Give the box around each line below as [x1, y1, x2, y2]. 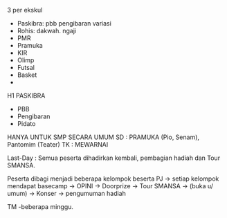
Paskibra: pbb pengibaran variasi [17, 19, 112, 27]
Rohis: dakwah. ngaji [17, 27, 77, 35]
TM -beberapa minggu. [7, 203, 74, 210]
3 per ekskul [7, 6, 43, 14]
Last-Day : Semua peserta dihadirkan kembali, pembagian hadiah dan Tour [7, 154, 220, 162]
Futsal [17, 64, 35, 71]
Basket [17, 71, 37, 79]
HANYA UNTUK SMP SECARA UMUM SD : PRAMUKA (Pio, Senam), [7, 133, 199, 141]
